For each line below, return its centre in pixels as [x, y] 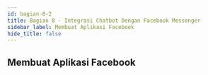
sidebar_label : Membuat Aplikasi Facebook [71, 27]
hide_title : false [34, 34]
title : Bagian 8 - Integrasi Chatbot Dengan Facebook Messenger [104, 21]
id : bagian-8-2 [30, 14]
